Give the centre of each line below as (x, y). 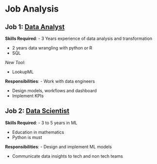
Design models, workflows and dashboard (54, 90)
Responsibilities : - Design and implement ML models (58, 147)
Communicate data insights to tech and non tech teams (67, 156)
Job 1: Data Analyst (35, 27)
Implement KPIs (28, 96)
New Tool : (15, 62)
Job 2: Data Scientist (37, 111)
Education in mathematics (38, 132)
